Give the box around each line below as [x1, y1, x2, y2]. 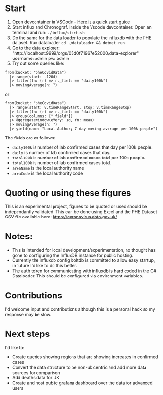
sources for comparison [12, 369, 60, 375]
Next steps [5, 328, 50, 339]
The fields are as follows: [5, 135, 55, 140]
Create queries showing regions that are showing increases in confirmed [12, 354, 158, 360]
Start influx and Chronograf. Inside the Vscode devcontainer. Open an [12, 24, 152, 30]
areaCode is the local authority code [12, 170, 83, 176]
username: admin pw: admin [12, 55, 70, 61]
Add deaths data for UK [12, 375, 60, 380]
